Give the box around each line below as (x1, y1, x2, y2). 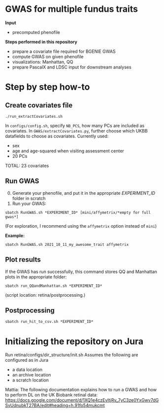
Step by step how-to (5, 81, 90, 93)
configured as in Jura (5, 357, 48, 363)
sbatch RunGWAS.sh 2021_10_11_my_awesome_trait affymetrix (5, 242, 129, 247)
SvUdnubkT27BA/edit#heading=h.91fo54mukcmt (5, 403, 105, 409)
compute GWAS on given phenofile (12, 53, 84, 60)
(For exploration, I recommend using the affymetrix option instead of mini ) (5, 223, 157, 229)
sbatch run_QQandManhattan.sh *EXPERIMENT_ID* (5, 283, 102, 288)
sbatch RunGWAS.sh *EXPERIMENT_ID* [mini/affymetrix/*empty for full (5, 210, 151, 215)
